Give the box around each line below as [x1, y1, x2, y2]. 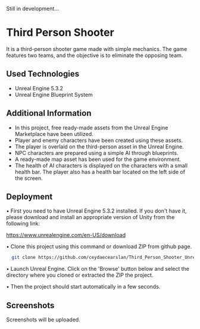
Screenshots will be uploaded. [6, 316, 80, 323]
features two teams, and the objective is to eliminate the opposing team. [6, 52, 183, 59]
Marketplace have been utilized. [14, 130, 93, 137]
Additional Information [6, 108, 92, 118]
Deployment [6, 191, 53, 201]
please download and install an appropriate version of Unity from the [6, 214, 175, 221]
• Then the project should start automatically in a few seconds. [6, 283, 161, 290]
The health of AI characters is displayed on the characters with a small [14, 162, 188, 169]
